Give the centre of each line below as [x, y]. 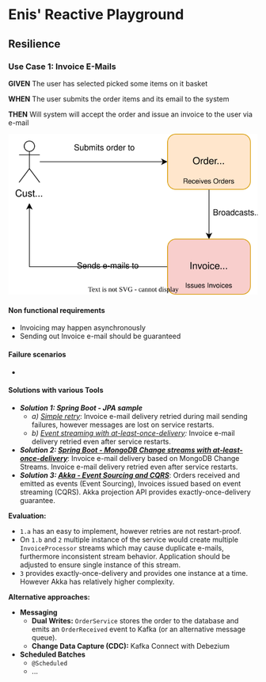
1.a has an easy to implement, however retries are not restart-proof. [130, 531]
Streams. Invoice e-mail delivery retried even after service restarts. [129, 467]
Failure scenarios [37, 354]
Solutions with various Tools [56, 391]
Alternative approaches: [49, 596]
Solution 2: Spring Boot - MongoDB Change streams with [116, 450]
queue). [44, 637]
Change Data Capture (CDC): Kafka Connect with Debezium [130, 646]
